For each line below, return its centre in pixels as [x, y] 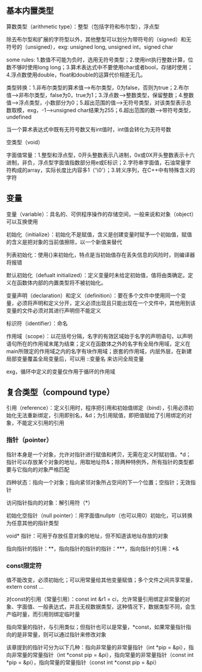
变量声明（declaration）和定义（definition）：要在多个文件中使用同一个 [94, 295]
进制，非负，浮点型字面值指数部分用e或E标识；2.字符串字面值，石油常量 [96, 162]
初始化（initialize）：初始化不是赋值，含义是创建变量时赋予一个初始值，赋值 [99, 234]
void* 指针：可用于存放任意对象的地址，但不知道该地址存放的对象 [87, 536]
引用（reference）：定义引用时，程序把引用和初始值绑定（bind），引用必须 [97, 408]
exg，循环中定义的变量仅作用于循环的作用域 [61, 371]
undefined [19, 117]
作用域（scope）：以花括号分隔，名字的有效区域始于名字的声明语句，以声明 [99, 336]
